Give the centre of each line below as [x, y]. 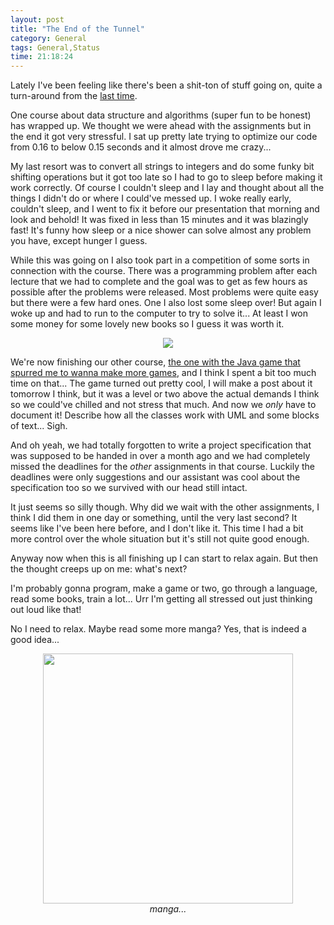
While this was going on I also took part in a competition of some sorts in [160, 260]
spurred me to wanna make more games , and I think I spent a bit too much [163, 373]
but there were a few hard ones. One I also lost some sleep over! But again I [166, 303]
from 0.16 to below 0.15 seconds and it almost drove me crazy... [141, 147]
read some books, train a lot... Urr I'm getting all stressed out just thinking [161, 599]
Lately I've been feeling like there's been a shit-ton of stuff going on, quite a [166, 85]
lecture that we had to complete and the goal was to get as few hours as [159, 282]
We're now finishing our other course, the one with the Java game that [155, 362]
